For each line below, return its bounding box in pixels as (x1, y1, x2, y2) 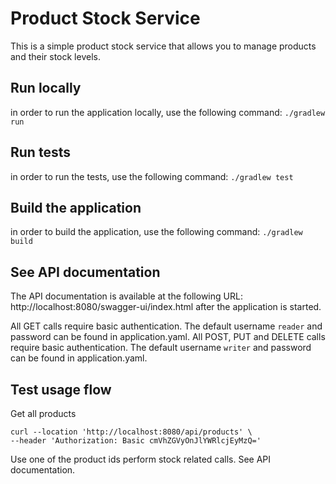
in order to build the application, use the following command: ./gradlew (10, 226, 303, 238)
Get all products (10, 408, 77, 419)
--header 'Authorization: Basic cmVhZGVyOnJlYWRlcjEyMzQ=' (10, 436, 262, 446)
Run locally (10, 80, 82, 97)
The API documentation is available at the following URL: (10, 290, 243, 302)
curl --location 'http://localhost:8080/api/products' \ (10, 427, 253, 437)
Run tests (10, 144, 71, 161)
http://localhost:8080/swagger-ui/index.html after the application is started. (10, 301, 322, 313)
